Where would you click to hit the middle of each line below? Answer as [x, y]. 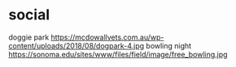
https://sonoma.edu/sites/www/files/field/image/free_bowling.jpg [118, 54]
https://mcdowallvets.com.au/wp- [107, 37]
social [29, 15]
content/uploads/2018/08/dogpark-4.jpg [76, 45]
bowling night [169, 45]
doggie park [29, 37]
